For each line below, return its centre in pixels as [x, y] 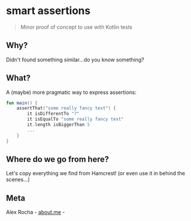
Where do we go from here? [58, 159]
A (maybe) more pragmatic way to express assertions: [71, 92]
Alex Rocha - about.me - [36, 212]
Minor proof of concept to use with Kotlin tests [76, 27]
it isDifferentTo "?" [53, 114]
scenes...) [18, 179]
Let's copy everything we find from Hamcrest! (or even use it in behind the [95, 174]
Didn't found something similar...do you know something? [75, 59]
